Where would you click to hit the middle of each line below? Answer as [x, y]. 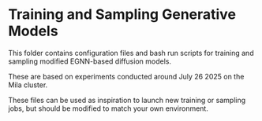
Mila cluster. [28, 85]
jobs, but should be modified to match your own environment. [109, 108]
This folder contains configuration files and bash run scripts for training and [131, 53]
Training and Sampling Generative [122, 15]
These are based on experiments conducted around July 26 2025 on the [126, 76]
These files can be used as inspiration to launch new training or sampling [127, 100]
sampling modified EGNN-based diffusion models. [90, 61]
